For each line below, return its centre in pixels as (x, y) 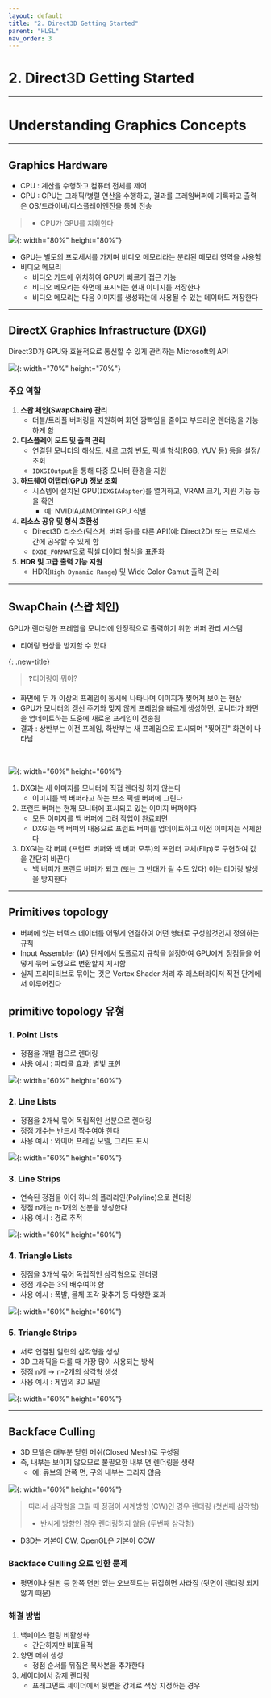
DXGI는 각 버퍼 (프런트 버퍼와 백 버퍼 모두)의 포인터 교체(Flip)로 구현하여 (134, 848)
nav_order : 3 (30, 38)
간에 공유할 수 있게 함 (65, 542)
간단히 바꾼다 (49, 859)
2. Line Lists (32, 1102)
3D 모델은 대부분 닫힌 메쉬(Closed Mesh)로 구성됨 (100, 1452)
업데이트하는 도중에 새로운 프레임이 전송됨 (95, 718)
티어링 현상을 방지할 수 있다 (63, 645)
